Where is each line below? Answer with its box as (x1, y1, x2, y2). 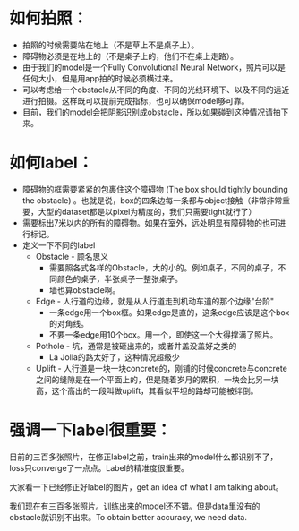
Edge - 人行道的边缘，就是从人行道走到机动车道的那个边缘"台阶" (35, 295, 275, 306)
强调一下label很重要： (9, 420, 172, 441)
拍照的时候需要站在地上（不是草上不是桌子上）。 (21, 39, 200, 50)
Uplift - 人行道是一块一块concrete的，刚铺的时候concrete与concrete (35, 363, 288, 373)
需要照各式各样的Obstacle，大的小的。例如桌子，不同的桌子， (48, 261, 279, 273)
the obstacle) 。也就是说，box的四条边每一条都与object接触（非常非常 (21, 194, 283, 206)
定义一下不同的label (21, 239, 96, 251)
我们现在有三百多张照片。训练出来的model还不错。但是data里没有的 (9, 501, 261, 511)
